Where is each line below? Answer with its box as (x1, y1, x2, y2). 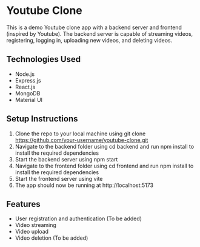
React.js (15, 83, 36, 90)
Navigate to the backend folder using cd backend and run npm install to (15, 143, 195, 150)
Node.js (15, 70, 35, 78)
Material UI (15, 96, 43, 103)
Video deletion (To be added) (15, 234, 88, 242)
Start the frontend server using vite (15, 175, 103, 182)
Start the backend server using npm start (15, 155, 118, 163)
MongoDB (15, 89, 41, 97)
